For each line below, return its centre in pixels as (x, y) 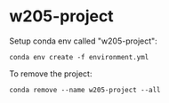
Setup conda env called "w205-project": (83, 41)
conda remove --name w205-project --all (85, 90)
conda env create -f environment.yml (79, 57)
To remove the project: (51, 74)
